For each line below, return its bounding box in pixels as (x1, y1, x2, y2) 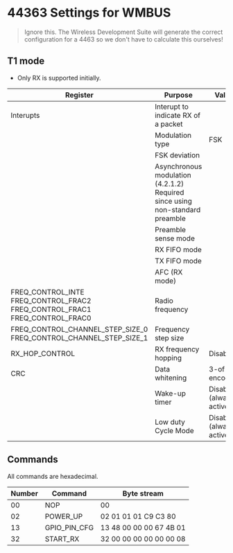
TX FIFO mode (155, 256, 202, 265)
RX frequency (155, 344, 200, 354)
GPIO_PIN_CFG (44, 523, 94, 532)
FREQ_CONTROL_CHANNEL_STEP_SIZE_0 (10, 324, 148, 334)
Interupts (10, 110, 40, 120)
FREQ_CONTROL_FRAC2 (10, 296, 92, 306)
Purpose (164, 90, 193, 100)
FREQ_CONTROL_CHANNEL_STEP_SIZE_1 (10, 333, 148, 342)
